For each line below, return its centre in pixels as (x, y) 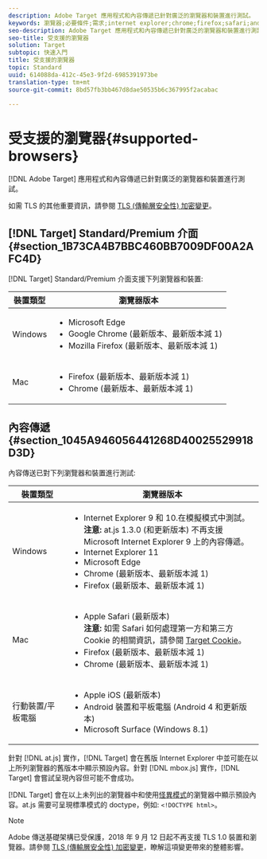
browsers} (44, 156)
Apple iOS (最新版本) (122, 695)
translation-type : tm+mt (49, 82)
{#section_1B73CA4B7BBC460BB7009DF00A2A (131, 246)
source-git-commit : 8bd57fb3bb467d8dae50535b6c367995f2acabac (113, 90)
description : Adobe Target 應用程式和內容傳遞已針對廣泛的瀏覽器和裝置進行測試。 (132, 16)
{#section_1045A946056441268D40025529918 (131, 440)
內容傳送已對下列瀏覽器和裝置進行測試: (72, 472)
